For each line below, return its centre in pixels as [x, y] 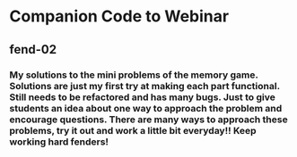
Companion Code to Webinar [119, 17]
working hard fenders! [59, 142]
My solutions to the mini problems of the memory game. [134, 75]
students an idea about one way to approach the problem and [146, 108]
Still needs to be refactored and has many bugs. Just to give [142, 97]
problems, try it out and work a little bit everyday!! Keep [133, 130]
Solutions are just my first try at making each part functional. [144, 86]
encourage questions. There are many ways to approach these [149, 120]
